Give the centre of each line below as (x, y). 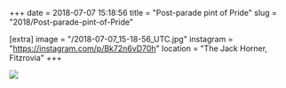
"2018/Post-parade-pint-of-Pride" (71, 22)
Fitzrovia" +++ (36, 58)
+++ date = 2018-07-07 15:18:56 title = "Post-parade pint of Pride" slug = (143, 13)
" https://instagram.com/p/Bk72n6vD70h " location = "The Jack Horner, (139, 48)
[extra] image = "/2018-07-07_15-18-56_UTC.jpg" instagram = (121, 39)
